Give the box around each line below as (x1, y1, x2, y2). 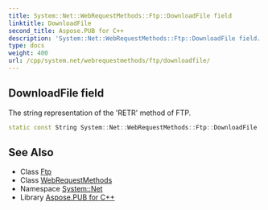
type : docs (8, 42, 45, 50)
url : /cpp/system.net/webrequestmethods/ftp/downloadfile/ (8, 57, 211, 65)
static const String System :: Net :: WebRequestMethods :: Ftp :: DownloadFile (8, 123, 258, 131)
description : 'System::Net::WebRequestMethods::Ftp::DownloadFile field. (8, 34, 262, 43)
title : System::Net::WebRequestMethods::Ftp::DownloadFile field (8, 11, 232, 20)
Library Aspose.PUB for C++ (19, 192, 115, 202)
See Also (8, 146, 54, 159)
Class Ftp (19, 167, 52, 177)
